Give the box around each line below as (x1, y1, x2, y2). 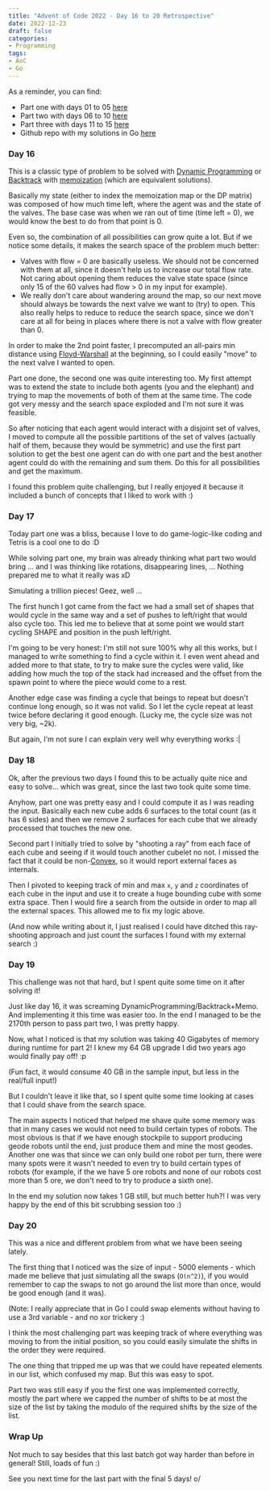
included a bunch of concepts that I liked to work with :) (8, 490, 193, 501)
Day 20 (8, 1220, 38, 1231)
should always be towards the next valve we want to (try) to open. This (19, 300, 255, 309)
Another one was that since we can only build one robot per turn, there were (8, 1149, 262, 1159)
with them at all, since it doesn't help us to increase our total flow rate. (19, 265, 254, 275)
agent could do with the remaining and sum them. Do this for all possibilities (8, 458, 260, 468)
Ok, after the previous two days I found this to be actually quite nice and (8, 773, 247, 783)
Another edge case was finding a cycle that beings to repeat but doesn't (8, 693, 249, 703)
